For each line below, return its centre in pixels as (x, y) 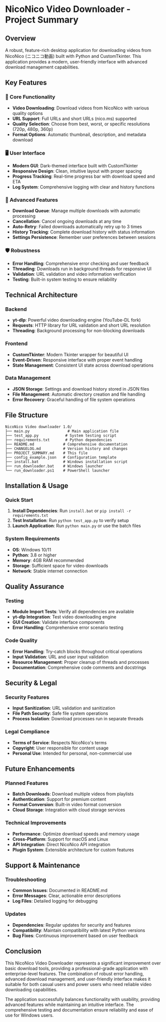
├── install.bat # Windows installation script (66, 462)
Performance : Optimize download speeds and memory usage (76, 834)
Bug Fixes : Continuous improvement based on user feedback (75, 936)
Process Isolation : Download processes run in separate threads (78, 719)
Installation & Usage (37, 486)
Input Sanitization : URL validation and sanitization (64, 708)
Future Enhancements (40, 769)
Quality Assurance (35, 587)
